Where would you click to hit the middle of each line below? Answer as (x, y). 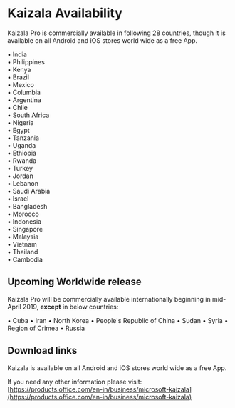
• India (17, 54)
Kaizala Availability (65, 13)
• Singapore (25, 229)
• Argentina (24, 100)
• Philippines (26, 61)
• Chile (18, 107)
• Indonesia (24, 221)
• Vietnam (22, 244)
